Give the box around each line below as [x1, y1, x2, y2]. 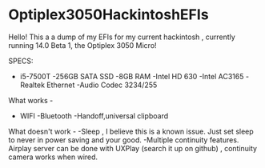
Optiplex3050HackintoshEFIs [8, 6, 210, 24]
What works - [8, 95, 54, 105]
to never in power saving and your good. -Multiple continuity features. [8, 134, 239, 145]
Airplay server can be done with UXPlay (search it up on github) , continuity [8, 143, 258, 153]
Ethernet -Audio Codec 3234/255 [46, 80, 158, 90]
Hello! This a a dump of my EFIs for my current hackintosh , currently [8, 32, 236, 42]
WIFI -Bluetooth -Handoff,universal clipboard [19, 110, 169, 121]
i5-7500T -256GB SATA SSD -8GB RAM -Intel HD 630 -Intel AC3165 [19, 71, 244, 81]
